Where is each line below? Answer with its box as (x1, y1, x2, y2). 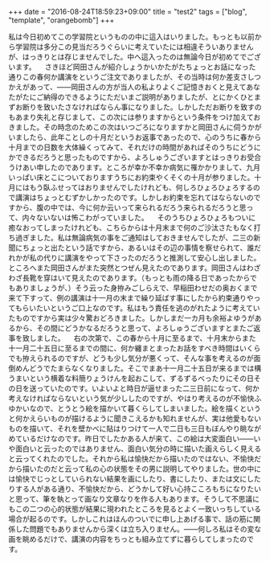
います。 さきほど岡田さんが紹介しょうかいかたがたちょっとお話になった (8, 62, 256, 72)
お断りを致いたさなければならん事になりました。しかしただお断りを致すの (14, 102, 262, 112)
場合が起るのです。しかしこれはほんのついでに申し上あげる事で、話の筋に (8, 514, 254, 523)
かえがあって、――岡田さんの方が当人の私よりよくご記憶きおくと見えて (8, 82, 247, 92)
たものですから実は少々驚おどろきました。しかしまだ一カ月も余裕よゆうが (8, 313, 255, 322)
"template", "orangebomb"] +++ (8, 15, 115, 25)
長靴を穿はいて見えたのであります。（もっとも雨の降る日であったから (22, 273, 251, 282)
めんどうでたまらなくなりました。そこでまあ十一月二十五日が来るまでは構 (14, 363, 262, 373)
